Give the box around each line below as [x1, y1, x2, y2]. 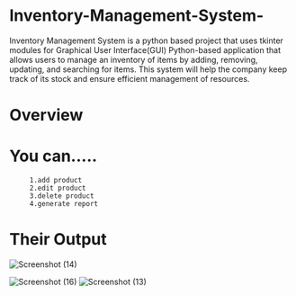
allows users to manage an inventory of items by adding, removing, [9, 54, 258, 65]
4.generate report [29, 200, 99, 209]
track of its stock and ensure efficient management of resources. [9, 73, 250, 84]
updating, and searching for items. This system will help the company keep [9, 64, 288, 75]
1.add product [29, 176, 83, 185]
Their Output [9, 229, 108, 250]
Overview [9, 105, 84, 126]
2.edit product [29, 183, 87, 193]
